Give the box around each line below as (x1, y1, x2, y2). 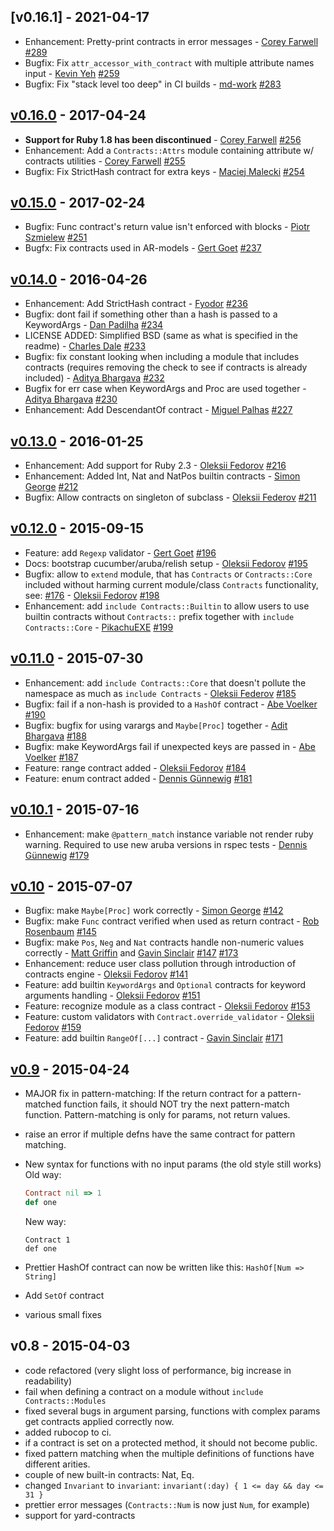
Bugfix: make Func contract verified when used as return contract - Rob (24, 915, 320, 927)
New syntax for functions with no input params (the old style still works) (24, 1158, 322, 1170)
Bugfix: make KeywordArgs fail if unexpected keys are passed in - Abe (24, 740, 316, 752)
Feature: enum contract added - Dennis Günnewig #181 (24, 772, 253, 784)
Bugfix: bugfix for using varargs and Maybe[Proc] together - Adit (24, 719, 288, 731)
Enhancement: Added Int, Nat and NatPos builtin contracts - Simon (24, 470, 301, 482)
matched (24, 1098, 62, 1110)
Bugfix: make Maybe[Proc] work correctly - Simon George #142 (24, 905, 284, 917)
